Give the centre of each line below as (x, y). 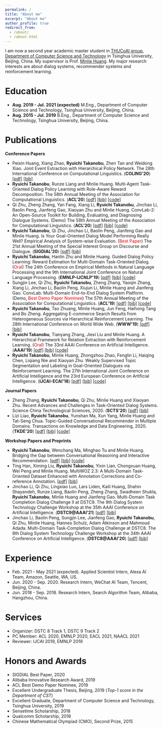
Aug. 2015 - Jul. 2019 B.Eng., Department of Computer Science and (81, 115)
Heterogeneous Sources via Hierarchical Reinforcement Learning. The (82, 319)
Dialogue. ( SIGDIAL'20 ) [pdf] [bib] (46, 251)
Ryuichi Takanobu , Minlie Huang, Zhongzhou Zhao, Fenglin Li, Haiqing (83, 355)
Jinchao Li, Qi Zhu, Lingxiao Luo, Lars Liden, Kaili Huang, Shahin (76, 486)
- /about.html (24, 37)
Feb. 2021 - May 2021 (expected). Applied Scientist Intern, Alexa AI (79, 572)
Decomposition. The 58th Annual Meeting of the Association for (76, 194)
